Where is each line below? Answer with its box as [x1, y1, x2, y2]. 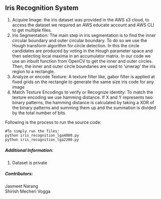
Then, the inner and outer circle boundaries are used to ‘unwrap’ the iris [12, 63, 156, 69]
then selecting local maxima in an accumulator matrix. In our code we [12, 53, 151, 59]
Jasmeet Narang [5, 183, 38, 189]
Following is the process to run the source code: [5, 119, 102, 125]
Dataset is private [12, 160, 48, 165]
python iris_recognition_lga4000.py [5, 133, 79, 138]
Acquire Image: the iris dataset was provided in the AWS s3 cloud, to [12, 17, 149, 22]
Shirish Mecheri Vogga [5, 188, 51, 194]
